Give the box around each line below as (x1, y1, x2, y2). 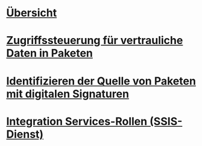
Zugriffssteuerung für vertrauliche (6, 34, 183, 48)
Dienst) (6, 127, 44, 141)
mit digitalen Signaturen (6, 87, 130, 101)
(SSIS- (150, 115, 183, 128)
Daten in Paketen (6, 46, 93, 60)
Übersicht (6, 6, 57, 20)
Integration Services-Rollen (6, 115, 148, 128)
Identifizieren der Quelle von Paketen (6, 74, 196, 87)
